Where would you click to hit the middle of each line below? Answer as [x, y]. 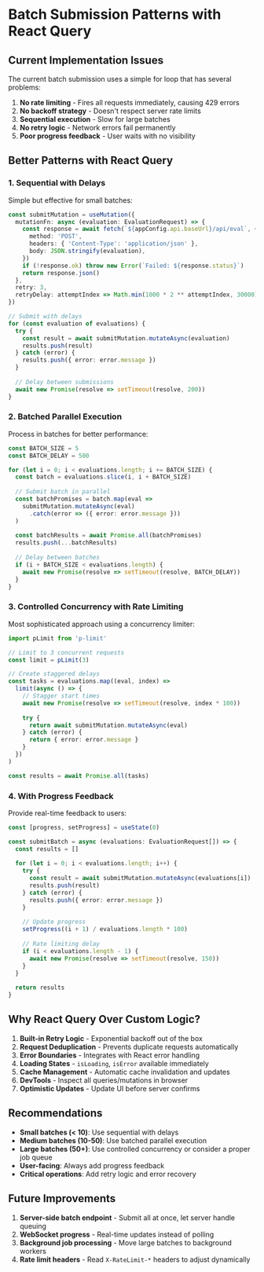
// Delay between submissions [64, 382]
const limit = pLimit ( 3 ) [49, 660]
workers [33, 1251]
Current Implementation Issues [86, 60]
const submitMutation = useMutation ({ [71, 214]
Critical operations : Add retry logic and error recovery [108, 1174]
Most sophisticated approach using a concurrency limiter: [101, 624]
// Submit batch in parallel [63, 492]
